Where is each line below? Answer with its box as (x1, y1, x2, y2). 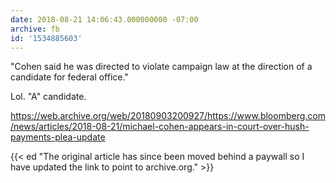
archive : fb (10, 24, 60, 34)
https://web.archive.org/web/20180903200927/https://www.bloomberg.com (10, 110, 326, 122)
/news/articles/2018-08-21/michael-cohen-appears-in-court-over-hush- (10, 121, 310, 133)
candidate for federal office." (10, 71, 129, 83)
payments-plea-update (10, 131, 106, 143)
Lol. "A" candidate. (10, 91, 87, 103)
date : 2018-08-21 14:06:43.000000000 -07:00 (10, 14, 199, 25)
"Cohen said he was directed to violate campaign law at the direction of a (10, 61, 313, 73)
